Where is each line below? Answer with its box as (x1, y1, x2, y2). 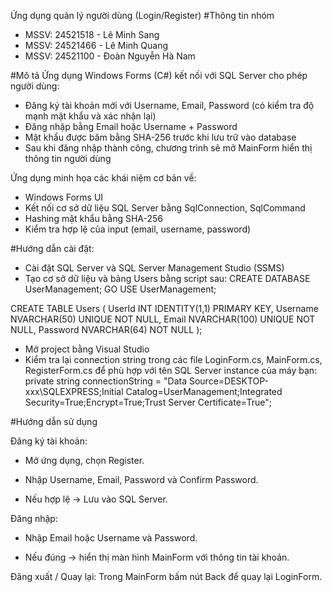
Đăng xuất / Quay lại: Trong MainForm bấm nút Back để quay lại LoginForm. (10, 571, 323, 582)
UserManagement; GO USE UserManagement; (24, 283, 217, 295)
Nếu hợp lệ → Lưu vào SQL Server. (24, 493, 168, 505)
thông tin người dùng (24, 153, 112, 164)
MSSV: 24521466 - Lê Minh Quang (24, 40, 169, 51)
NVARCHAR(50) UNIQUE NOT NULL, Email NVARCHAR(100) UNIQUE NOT (10, 313, 316, 325)
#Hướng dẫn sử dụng (10, 416, 98, 427)
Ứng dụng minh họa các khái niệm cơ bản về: (10, 172, 197, 184)
